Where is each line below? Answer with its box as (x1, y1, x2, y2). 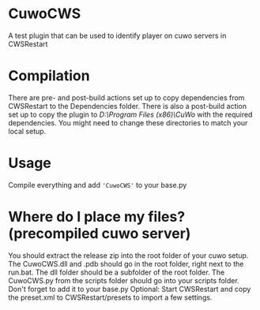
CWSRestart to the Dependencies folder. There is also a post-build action (8, 101, 247, 110)
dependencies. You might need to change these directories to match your (8, 118, 248, 127)
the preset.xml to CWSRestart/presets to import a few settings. (8, 293, 213, 302)
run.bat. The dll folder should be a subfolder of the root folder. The (8, 267, 225, 277)
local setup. (8, 126, 47, 136)
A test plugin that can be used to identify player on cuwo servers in (8, 31, 227, 40)
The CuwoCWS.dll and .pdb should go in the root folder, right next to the (8, 259, 244, 268)
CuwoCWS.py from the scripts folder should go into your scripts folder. (8, 275, 239, 285)
